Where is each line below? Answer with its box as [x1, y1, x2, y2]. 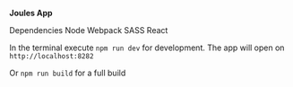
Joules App [9, 8, 53, 18]
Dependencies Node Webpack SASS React [9, 25, 168, 35]
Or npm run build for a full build [9, 67, 126, 78]
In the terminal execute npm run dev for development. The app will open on [9, 42, 285, 53]
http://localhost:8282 [9, 52, 94, 61]
